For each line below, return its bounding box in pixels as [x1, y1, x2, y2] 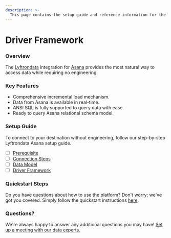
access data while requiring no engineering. [5, 69, 98, 76]
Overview [5, 52, 30, 59]
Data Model [12, 161, 37, 168]
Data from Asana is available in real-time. [12, 99, 100, 105]
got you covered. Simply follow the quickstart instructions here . [5, 197, 139, 203]
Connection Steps [12, 155, 51, 161]
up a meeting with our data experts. [5, 227, 80, 233]
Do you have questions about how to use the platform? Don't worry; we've [5, 192, 162, 198]
